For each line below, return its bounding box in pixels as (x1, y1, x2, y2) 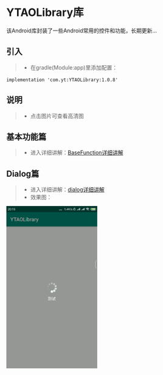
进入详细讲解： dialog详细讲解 (30, 186, 105, 193)
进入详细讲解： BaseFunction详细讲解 (30, 149, 123, 156)
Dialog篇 (6, 168, 40, 179)
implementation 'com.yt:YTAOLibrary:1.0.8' (6, 77, 119, 83)
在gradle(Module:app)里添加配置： (30, 63, 117, 71)
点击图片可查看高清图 (30, 112, 84, 120)
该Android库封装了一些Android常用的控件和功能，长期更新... (6, 27, 157, 34)
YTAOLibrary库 (6, 5, 84, 20)
